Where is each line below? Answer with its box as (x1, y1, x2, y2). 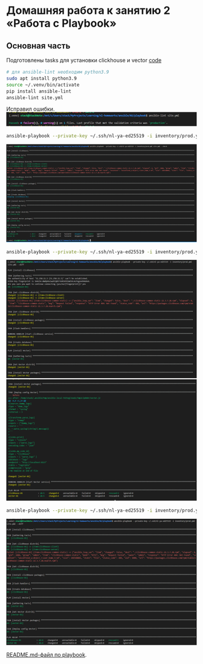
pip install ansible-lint (6, 88, 71, 94)
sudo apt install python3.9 (6, 75, 77, 82)
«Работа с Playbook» (6, 16, 117, 30)
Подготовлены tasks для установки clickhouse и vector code (6, 57, 162, 63)
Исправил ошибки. (6, 105, 55, 112)
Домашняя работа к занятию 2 (6, 4, 170, 18)
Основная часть (6, 41, 71, 51)
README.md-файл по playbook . (6, 651, 87, 658)
